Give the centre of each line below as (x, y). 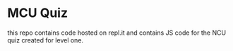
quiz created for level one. (45, 40)
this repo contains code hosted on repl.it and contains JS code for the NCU (117, 33)
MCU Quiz (38, 13)
